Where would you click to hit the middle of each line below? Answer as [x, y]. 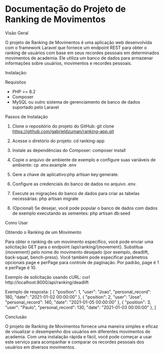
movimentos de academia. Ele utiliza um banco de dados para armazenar [79, 58]
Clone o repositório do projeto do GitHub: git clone [63, 126]
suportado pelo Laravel [35, 107]
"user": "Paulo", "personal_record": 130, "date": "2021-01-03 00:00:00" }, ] [81, 307]
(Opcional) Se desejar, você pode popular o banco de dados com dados [85, 208]
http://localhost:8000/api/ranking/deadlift [47, 282]
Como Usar [17, 222]
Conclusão [16, 317]
